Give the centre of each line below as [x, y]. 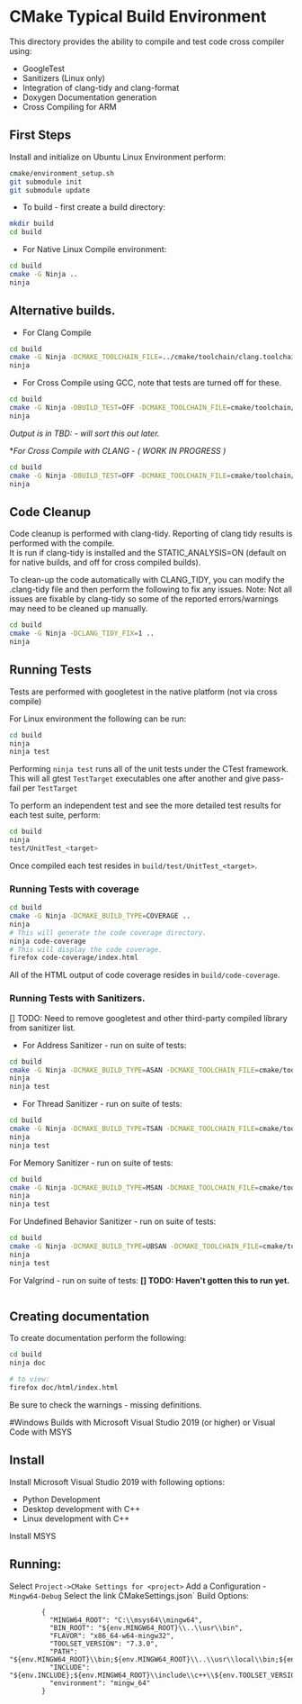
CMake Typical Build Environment [138, 17]
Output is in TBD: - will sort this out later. [84, 433]
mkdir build [31, 224]
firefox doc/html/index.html [64, 1388]
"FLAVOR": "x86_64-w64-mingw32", [112, 1636]
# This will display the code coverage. [86, 949]
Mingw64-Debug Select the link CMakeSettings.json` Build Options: [129, 1595]
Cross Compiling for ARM [69, 106]
